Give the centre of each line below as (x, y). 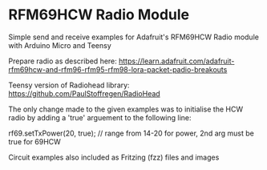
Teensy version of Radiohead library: (69, 85)
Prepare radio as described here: (63, 61)
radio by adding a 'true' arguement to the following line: (100, 117)
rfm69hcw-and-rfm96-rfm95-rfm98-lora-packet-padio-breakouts (118, 69)
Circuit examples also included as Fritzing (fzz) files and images (114, 157)
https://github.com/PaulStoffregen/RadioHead (84, 93)
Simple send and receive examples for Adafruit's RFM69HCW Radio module (133, 37)
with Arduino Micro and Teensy (60, 45)
